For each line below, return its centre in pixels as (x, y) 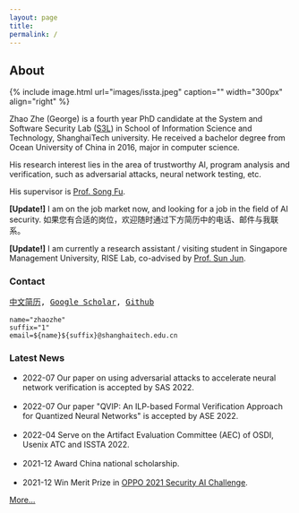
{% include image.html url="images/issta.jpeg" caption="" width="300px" (146, 92)
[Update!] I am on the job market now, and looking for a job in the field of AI (149, 209)
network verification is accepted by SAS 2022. (108, 387)
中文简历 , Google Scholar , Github (82, 302)
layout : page (34, 17)
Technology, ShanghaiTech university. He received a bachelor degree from (148, 138)
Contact (27, 281)
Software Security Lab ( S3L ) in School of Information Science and (131, 128)
